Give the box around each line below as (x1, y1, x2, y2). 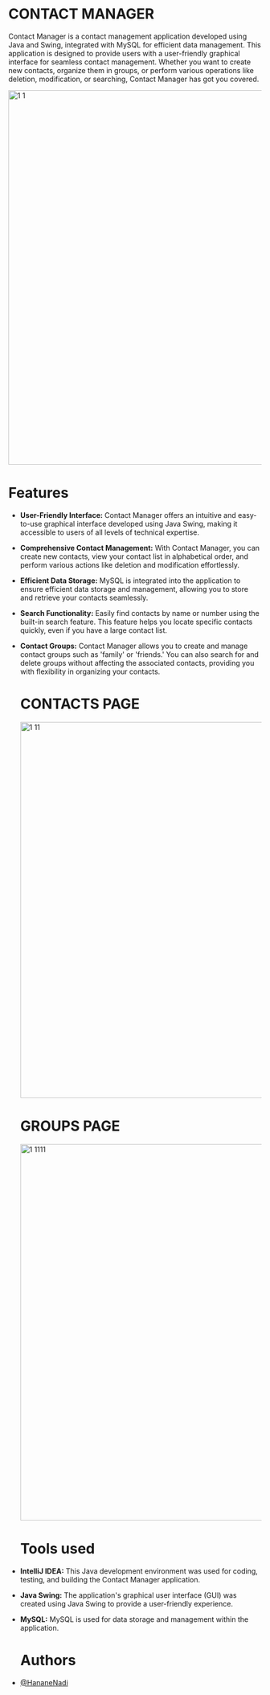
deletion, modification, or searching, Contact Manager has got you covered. (8, 74, 260, 84)
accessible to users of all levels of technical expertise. (19, 527, 199, 537)
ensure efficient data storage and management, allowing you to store (19, 584, 249, 593)
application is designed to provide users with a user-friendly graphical (8, 48, 241, 58)
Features (8, 484, 69, 503)
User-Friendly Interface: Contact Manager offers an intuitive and (19, 510, 237, 519)
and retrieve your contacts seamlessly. (19, 593, 149, 602)
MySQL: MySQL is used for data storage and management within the (19, 1614, 249, 1624)
